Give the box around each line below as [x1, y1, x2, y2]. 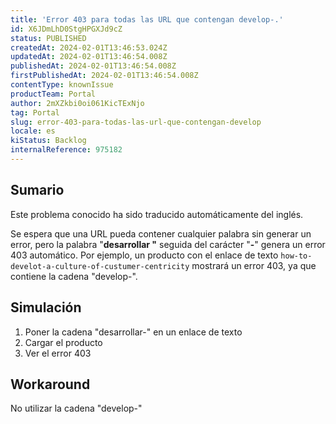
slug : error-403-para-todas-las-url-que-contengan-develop [10, 117, 262, 127]
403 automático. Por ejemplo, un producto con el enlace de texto [10, 249, 279, 261]
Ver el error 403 [24, 347, 92, 359]
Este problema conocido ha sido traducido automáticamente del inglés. [10, 208, 304, 220]
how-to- [280, 251, 313, 261]
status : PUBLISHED [10, 33, 87, 43]
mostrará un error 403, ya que [191, 259, 317, 271]
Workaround [10, 376, 91, 393]
